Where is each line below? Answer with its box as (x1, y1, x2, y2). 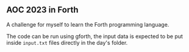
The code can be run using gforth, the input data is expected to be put (6, 33, 183, 40)
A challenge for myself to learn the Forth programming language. (6, 21, 169, 28)
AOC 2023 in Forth (6, 5, 79, 15)
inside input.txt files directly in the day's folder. (6, 39, 128, 46)
